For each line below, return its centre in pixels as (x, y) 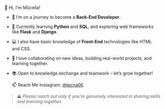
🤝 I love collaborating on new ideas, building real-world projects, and (82, 58)
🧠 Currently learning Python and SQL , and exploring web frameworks (82, 27)
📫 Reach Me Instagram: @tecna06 (47, 85)
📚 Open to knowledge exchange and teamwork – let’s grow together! (82, 73)
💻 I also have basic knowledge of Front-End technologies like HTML (82, 41)
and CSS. (21, 49)
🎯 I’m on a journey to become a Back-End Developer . (66, 17)
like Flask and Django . (35, 32)
